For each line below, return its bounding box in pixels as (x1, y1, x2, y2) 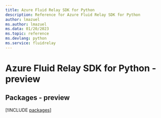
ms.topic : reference (5, 31, 50, 36)
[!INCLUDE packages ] (5, 107, 52, 113)
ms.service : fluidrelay (5, 41, 56, 46)
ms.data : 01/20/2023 (5, 26, 50, 32)
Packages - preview (5, 94, 70, 102)
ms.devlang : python (5, 36, 47, 41)
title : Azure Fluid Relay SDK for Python (5, 7, 95, 13)
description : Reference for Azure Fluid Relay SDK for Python (5, 12, 141, 17)
